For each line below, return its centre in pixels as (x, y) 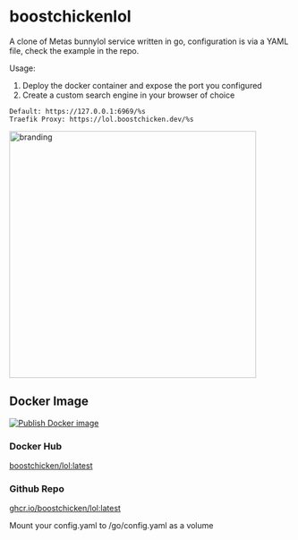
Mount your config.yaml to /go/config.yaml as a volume (111, 526)
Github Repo (37, 488)
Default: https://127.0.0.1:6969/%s (77, 111)
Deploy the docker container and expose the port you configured (142, 85)
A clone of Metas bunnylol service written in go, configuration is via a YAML (149, 41)
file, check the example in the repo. (74, 50)
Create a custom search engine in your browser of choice (128, 95)
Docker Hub (36, 446)
